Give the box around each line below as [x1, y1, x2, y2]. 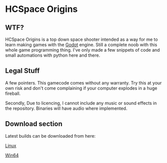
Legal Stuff [5, 67, 40, 75]
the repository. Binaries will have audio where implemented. [5, 105, 128, 111]
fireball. [5, 90, 21, 96]
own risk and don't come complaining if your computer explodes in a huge [5, 85, 158, 91]
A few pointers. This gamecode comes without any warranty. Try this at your [5, 80, 162, 85]
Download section [5, 120, 63, 128]
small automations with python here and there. [5, 52, 100, 58]
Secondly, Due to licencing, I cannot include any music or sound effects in [5, 100, 157, 106]
